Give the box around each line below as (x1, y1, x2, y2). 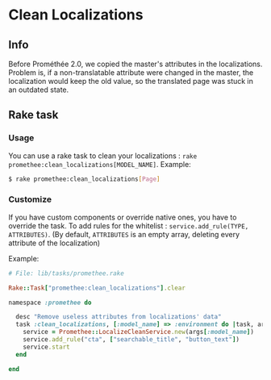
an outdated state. (8, 85, 69, 94)
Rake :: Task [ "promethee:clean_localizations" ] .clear (8, 284, 186, 292)
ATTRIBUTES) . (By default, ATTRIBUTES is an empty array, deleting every (8, 229, 240, 239)
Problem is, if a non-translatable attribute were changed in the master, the (8, 68, 254, 77)
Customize (8, 194, 52, 205)
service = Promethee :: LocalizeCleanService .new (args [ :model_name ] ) (23, 328, 254, 336)
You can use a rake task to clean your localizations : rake (8, 151, 198, 161)
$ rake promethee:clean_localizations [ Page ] (8, 175, 161, 183)
